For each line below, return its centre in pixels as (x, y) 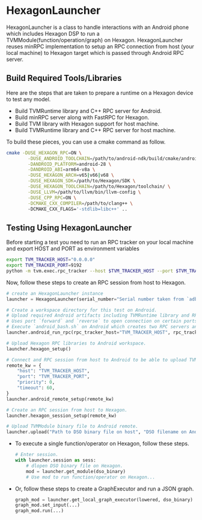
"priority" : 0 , (36, 382)
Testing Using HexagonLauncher (69, 228)
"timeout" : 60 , (36, 388)
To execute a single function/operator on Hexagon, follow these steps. (102, 443)
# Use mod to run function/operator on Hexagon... (91, 477)
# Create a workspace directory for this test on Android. (82, 310)
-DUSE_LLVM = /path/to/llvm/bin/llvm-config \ (84, 192)
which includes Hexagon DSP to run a (53, 33)
